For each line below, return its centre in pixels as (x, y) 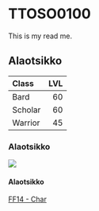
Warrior (26, 123)
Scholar (27, 110)
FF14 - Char (28, 199)
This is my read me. (40, 36)
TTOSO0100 (49, 14)
